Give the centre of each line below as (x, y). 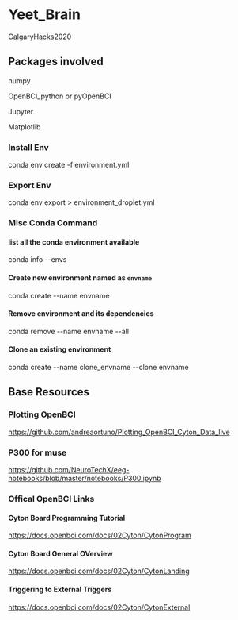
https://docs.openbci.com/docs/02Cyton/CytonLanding (99, 571)
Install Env (28, 147)
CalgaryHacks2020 (40, 37)
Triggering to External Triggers (60, 589)
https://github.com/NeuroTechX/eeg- (69, 470)
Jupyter (21, 111)
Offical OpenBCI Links (51, 499)
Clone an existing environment (60, 349)
